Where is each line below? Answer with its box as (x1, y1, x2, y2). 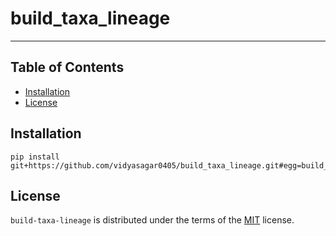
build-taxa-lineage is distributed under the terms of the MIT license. (10, 214, 295, 226)
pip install (10, 152, 60, 162)
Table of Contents (10, 59, 125, 76)
